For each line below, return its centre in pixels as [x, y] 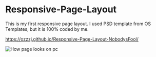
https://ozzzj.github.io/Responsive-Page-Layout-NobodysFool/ [72, 39]
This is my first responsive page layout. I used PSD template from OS [78, 24]
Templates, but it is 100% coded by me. [47, 29]
